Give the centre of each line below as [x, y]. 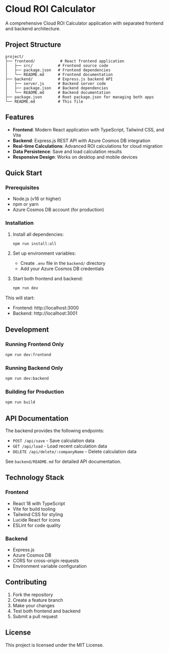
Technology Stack [35, 478]
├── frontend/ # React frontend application [65, 61]
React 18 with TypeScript [39, 503]
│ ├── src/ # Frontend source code [57, 65]
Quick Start [24, 173]
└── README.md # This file [44, 101]
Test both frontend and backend [46, 611]
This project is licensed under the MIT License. [55, 645]
